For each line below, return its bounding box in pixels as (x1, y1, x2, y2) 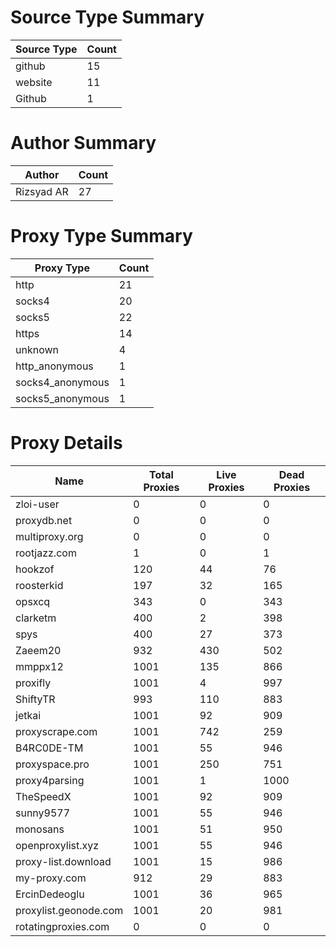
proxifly (15, 676, 52, 690)
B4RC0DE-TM (15, 741, 84, 755)
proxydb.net (15, 513, 73, 527)
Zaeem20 (15, 643, 62, 657)
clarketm (15, 611, 57, 625)
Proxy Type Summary (10, 225, 193, 248)
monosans (15, 822, 65, 836)
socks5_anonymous (15, 391, 110, 405)
